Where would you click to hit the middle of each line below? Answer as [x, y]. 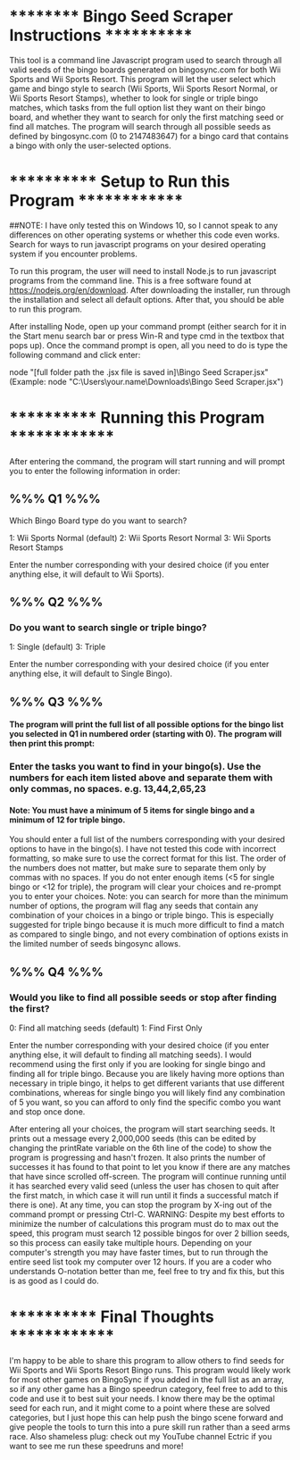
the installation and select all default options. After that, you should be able [147, 299]
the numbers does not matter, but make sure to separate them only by [138, 868]
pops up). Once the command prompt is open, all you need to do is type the [149, 345]
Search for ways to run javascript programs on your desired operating [137, 244]
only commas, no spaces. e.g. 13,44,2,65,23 [108, 789]
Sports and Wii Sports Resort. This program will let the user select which [142, 79]
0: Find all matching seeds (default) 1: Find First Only [106, 1028]
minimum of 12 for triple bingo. [67, 820]
